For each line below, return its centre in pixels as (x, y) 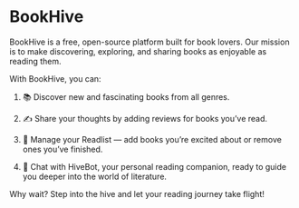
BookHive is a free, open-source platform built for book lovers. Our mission (149, 42)
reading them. (35, 61)
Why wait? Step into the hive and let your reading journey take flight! (137, 193)
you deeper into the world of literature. (95, 176)
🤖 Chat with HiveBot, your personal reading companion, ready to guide (154, 166)
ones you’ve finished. (63, 149)
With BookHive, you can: (55, 78)
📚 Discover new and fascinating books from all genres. (126, 96)
